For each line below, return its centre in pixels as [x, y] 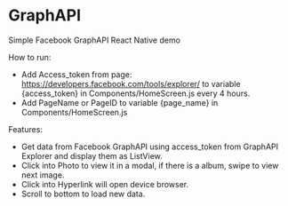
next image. [43, 175]
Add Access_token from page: [76, 74]
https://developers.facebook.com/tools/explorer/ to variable [131, 83]
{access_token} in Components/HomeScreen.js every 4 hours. [136, 93]
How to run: [30, 57]
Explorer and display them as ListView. [92, 155]
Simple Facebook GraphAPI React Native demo [95, 40]
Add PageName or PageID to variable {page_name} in [120, 102]
